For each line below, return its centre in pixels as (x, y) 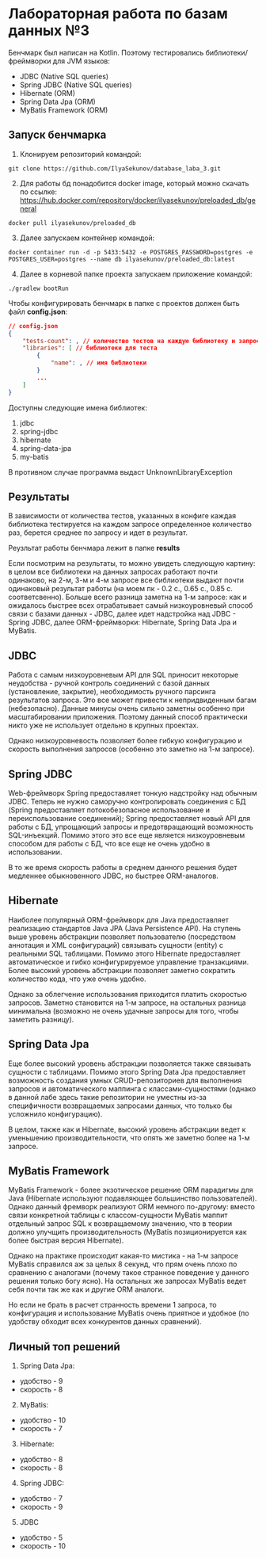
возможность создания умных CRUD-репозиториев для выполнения (125, 1080)
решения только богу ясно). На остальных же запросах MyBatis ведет (127, 1281)
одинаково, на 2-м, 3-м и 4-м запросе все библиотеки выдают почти (126, 580)
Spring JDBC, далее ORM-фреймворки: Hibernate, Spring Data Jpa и (123, 622)
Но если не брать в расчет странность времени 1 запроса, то (112, 1305)
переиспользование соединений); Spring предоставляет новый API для (129, 818)
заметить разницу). (41, 1019)
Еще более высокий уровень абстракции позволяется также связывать (130, 1063)
